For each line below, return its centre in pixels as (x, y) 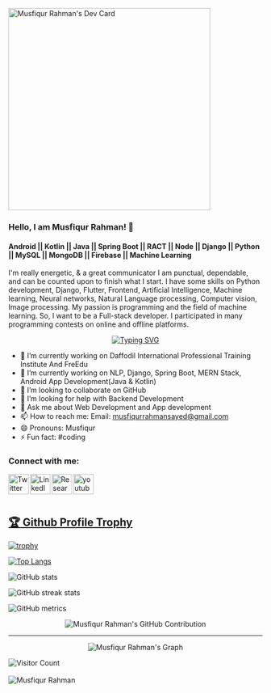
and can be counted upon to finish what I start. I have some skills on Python (134, 281)
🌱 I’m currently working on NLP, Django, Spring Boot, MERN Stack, (131, 373)
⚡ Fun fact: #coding (53, 437)
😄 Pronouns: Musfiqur (58, 428)
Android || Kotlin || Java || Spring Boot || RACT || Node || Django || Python (134, 246)
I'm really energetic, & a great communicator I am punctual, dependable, (128, 273)
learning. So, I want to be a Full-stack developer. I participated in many (126, 316)
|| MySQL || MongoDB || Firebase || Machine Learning (100, 255)
